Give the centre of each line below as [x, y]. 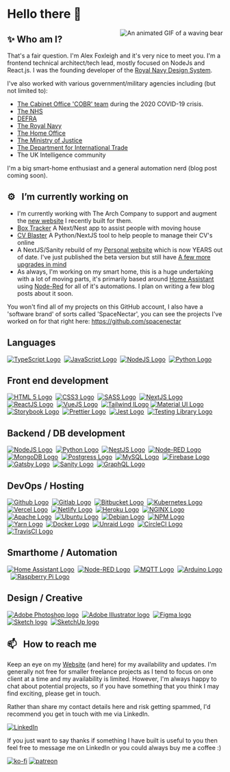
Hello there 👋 [44, 14]
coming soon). [27, 175]
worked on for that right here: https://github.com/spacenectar [94, 321]
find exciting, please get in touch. [54, 693]
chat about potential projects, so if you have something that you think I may [113, 686]
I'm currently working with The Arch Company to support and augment [117, 213]
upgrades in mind [42, 264]
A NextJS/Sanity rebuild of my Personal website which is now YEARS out [120, 250]
